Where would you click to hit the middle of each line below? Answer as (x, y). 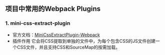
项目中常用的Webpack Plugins (53, 9)
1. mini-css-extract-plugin (38, 23)
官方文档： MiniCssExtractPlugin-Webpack (56, 35)
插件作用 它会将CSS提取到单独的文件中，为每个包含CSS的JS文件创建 (84, 41)
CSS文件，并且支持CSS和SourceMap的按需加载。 (68, 47)
